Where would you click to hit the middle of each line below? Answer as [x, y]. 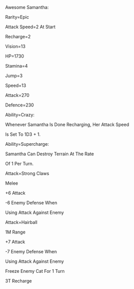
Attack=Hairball [21, 222]
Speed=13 [16, 85]
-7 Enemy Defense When [31, 251]
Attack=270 [17, 95]
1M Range [16, 232]
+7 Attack [15, 242]
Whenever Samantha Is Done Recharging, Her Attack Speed [67, 125]
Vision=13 [16, 46]
